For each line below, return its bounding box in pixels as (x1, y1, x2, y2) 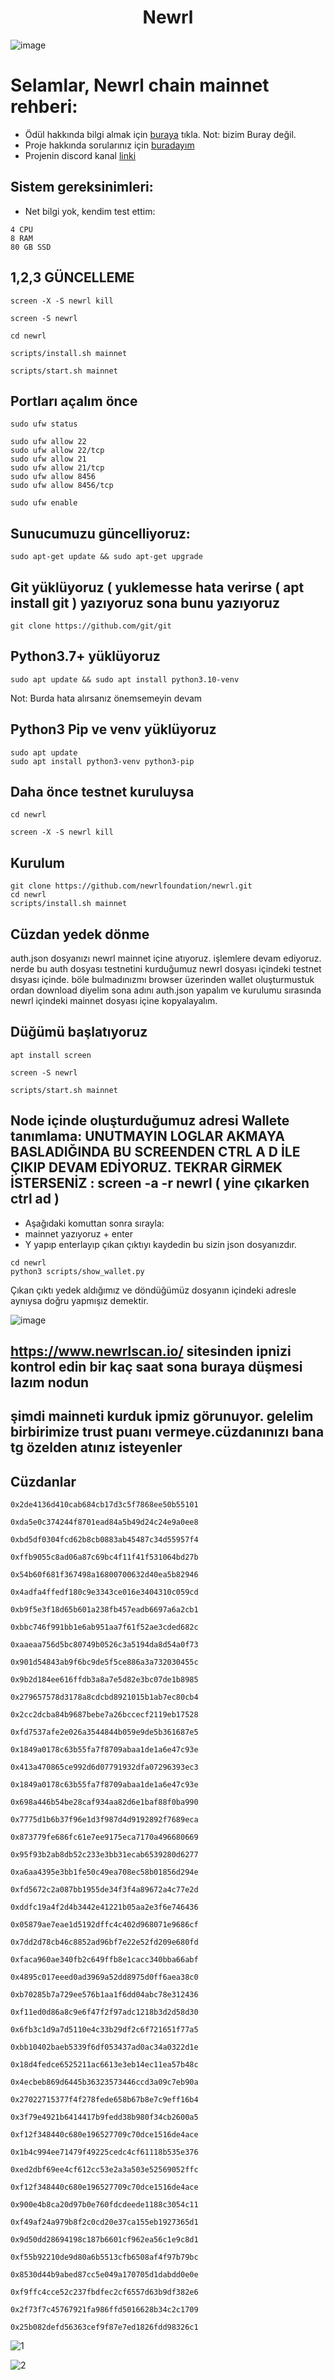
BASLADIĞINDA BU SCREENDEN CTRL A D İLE (10, 1144, 301, 1161)
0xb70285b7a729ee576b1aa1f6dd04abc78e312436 (10, 1990, 199, 2000)
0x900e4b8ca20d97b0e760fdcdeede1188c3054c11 (10, 2200, 199, 2210)
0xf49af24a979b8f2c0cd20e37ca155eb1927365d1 (10, 2217, 199, 2228)
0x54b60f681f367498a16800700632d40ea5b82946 (10, 1570, 199, 1580)
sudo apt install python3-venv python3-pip (10, 756, 195, 766)
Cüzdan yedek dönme (10, 926, 150, 943)
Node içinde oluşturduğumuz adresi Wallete (10, 1112, 290, 1130)
